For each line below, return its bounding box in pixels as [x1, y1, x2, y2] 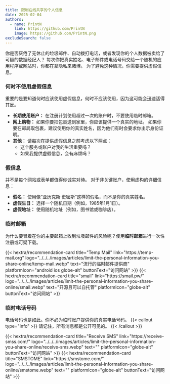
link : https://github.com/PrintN [14, 26, 85, 31]
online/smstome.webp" [5, 367, 54, 373]
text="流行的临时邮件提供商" [70, 261, 130, 267]
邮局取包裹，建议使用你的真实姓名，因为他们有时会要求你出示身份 [21, 125, 159, 132]
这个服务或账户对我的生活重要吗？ [20, 144, 92, 150]
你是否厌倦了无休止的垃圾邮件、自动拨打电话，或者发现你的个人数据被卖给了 [5, 50, 165, 56]
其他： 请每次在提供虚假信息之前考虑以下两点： [12, 138, 112, 144]
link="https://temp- [113, 249, 153, 255]
